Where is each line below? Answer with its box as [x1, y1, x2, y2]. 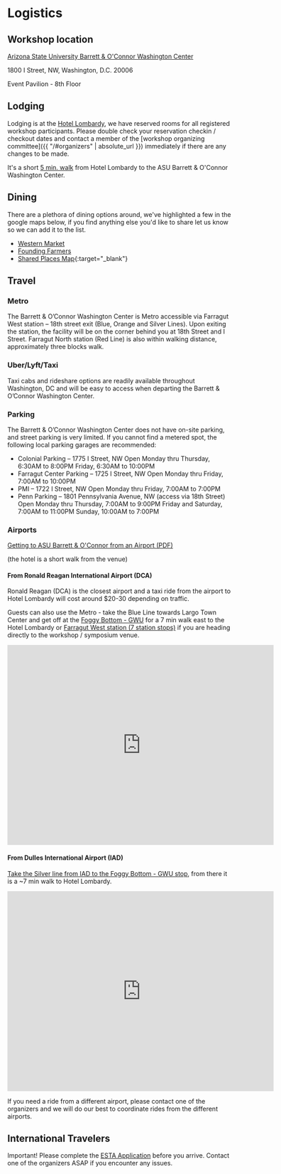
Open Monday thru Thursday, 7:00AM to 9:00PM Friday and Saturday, [17, 499, 223, 508]
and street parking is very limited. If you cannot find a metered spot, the [7, 432, 218, 442]
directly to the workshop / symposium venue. [7, 631, 140, 639]
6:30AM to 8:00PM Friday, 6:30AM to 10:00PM [17, 461, 155, 470]
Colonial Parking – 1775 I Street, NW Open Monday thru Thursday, [17, 454, 211, 463]
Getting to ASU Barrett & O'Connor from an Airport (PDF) [7, 541, 174, 550]
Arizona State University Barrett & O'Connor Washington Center [7, 52, 194, 60]
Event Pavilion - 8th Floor [7, 80, 82, 88]
